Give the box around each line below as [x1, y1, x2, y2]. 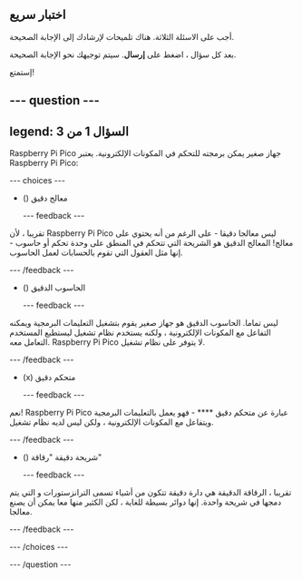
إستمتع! [9, 66, 34, 77]
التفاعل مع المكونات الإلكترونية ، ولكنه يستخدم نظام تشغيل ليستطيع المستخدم [9, 327, 272, 339]
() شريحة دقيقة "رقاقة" [22, 452, 102, 463]
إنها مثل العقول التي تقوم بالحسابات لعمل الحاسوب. [9, 247, 183, 258]
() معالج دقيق [22, 192, 68, 203]
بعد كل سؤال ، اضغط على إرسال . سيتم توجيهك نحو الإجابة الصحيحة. [9, 49, 237, 60]
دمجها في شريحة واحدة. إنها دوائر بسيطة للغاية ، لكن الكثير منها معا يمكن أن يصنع [9, 496, 282, 507]
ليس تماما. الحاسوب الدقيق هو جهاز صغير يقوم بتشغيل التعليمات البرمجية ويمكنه [9, 318, 278, 329]
